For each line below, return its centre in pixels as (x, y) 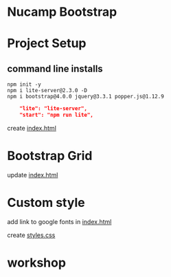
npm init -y (24, 85)
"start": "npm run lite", (57, 115)
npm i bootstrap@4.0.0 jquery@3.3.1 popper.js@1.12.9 (86, 97)
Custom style (46, 203)
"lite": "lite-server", (54, 109)
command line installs (55, 68)
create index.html (32, 128)
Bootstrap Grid (50, 156)
